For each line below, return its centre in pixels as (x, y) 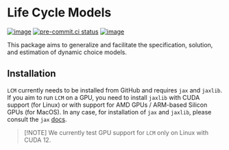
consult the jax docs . (37, 119)
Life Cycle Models (59, 13)
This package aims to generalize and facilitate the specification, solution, (110, 45)
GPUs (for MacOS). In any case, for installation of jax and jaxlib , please (109, 112)
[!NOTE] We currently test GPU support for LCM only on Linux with (116, 132)
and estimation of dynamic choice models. (67, 52)
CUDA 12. (37, 140)
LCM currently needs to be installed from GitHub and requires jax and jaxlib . (115, 90)
